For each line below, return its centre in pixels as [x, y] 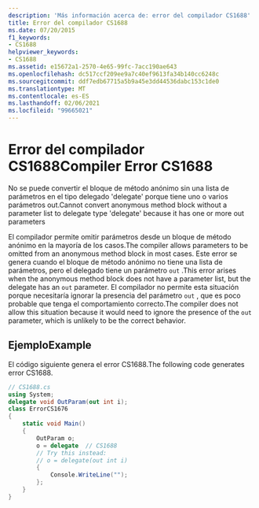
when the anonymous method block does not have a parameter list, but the [129, 278]
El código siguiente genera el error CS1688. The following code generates [126, 364]
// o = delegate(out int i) [82, 460]
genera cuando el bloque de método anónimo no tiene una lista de [115, 261]
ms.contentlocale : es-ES [49, 96]
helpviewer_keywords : [44, 52]
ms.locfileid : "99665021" [50, 111]
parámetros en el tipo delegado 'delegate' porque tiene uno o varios [119, 196]
